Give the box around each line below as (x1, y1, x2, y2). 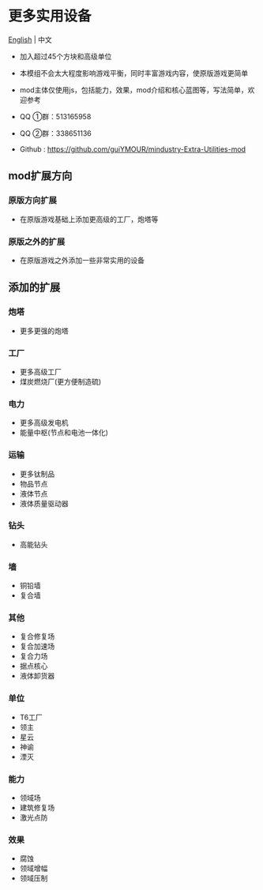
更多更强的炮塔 (19, 325, 69, 336)
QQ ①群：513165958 (19, 111, 92, 121)
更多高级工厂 (19, 366, 62, 376)
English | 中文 (8, 35, 53, 44)
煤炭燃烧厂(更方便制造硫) (19, 377, 102, 386)
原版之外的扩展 (8, 236, 66, 247)
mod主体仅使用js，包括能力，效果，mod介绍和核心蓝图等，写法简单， (19, 84, 249, 95)
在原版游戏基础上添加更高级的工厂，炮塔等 (19, 214, 159, 223)
